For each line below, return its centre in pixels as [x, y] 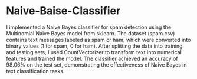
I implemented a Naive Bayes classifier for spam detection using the [89, 27]
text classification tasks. [35, 71]
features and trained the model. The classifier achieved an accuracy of [92, 58]
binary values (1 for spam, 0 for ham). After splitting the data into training [94, 46]
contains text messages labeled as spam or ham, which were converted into [98, 39]
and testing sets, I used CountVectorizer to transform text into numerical [94, 52]
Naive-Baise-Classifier [63, 11]
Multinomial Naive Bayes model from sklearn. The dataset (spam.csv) [91, 33]
